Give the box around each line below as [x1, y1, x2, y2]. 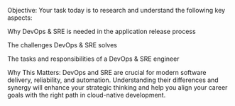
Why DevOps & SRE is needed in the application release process [7, 28, 197, 35]
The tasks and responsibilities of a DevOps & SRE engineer [7, 54, 180, 63]
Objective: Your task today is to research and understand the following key [7, 6, 226, 14]
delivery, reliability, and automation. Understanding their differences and [7, 76, 219, 84]
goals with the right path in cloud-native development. [7, 91, 166, 99]
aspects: [7, 13, 33, 22]
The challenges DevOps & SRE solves [7, 41, 117, 49]
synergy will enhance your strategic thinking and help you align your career [7, 83, 228, 91]
